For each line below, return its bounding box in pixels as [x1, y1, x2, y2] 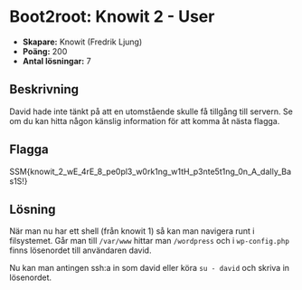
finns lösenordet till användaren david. [9, 245, 152, 256]
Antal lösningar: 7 [22, 55, 92, 66]
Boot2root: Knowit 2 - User [9, 6, 215, 27]
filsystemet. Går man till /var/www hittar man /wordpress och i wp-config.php [9, 236, 289, 246]
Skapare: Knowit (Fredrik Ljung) [22, 36, 143, 47]
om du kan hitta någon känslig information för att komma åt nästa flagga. [9, 115, 280, 126]
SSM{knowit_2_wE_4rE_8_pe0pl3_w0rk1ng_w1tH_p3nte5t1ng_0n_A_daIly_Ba [9, 166, 292, 177]
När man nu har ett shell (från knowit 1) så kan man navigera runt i [9, 226, 255, 237]
